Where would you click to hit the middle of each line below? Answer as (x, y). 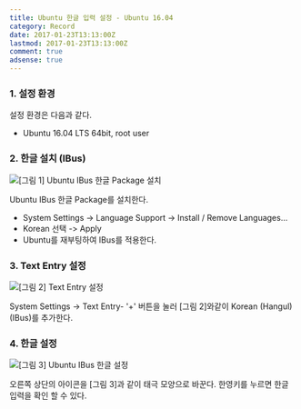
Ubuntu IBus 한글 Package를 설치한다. (79, 199)
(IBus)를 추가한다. (41, 317)
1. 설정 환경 (32, 94)
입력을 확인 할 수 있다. (48, 395)
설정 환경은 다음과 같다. (51, 115)
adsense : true (36, 60)
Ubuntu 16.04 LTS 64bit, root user (86, 134)
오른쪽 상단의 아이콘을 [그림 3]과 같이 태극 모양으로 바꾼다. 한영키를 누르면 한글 (149, 384)
